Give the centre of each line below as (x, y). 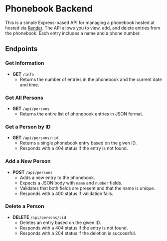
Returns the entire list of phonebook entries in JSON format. (82, 113)
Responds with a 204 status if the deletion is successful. (78, 233)
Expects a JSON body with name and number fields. (71, 182)
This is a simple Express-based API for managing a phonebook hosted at (80, 22)
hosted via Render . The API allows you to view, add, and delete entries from (83, 27)
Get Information (25, 63)
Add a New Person (28, 161)
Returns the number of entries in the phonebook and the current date (91, 79)
